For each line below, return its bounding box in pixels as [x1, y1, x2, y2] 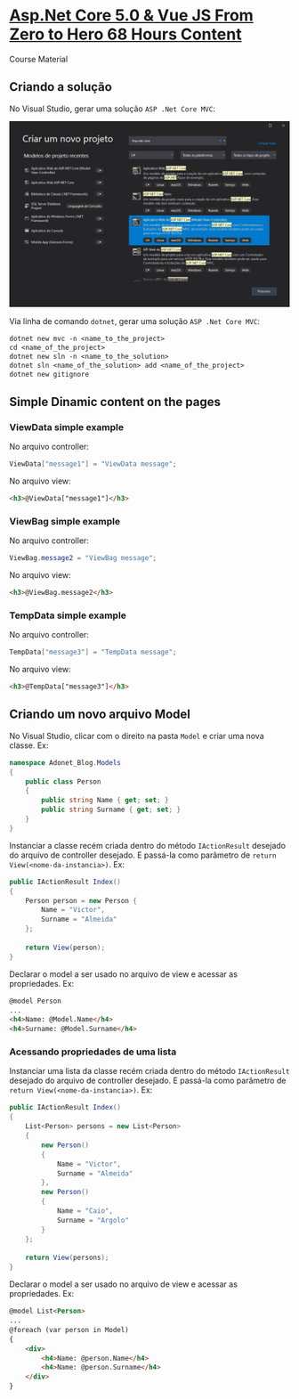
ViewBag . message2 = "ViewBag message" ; [9, 554, 158, 563]
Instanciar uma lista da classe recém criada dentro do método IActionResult [9, 1066, 290, 1077]
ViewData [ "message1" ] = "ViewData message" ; [9, 460, 177, 468]
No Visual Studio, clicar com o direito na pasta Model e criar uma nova [9, 730, 264, 741]
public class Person [25, 777, 101, 786]
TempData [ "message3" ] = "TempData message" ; [9, 647, 177, 657]
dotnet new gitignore [9, 370, 90, 379]
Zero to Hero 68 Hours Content [9, 24, 242, 45]
